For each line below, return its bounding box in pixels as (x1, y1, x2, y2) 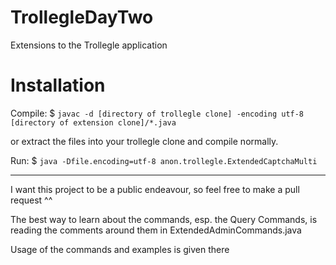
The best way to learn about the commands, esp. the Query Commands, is (10, 213, 318, 225)
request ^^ (10, 194, 53, 206)
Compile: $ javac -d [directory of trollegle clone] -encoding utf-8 (10, 107, 305, 119)
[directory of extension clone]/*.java (10, 117, 177, 128)
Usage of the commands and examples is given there (10, 243, 230, 255)
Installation (10, 74, 106, 97)
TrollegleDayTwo (10, 6, 154, 29)
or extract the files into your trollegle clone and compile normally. (10, 135, 279, 147)
